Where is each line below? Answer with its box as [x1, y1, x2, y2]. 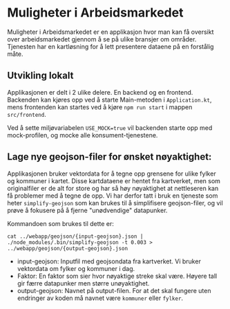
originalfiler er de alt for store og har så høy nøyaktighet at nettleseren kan [7, 184, 219, 192]
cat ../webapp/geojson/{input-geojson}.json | [7, 233, 144, 240]
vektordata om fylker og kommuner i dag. [17, 264, 135, 272]
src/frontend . [7, 110, 46, 118]
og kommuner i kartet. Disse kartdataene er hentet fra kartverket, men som [7, 176, 221, 185]
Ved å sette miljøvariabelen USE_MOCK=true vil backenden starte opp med [7, 123, 213, 132]
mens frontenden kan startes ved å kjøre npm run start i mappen [7, 102, 193, 111]
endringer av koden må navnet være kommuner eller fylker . [17, 294, 184, 302]
